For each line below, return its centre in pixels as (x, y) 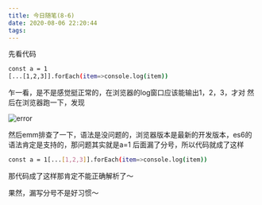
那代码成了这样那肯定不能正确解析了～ (71, 176)
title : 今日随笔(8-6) (42, 15)
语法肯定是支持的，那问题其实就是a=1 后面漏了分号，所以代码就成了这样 (126, 145)
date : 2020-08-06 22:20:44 (53, 23)
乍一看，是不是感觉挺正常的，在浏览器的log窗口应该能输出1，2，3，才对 (127, 93)
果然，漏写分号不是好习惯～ (54, 193)
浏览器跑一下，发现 (53, 102)
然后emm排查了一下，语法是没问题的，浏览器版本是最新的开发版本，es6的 (130, 135)
